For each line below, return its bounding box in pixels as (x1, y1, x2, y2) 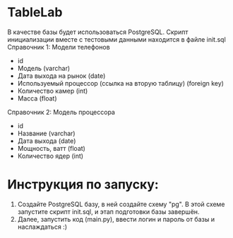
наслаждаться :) (17, 222, 67, 231)
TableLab (7, 4, 63, 21)
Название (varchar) (17, 129, 76, 137)
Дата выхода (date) (17, 136, 76, 145)
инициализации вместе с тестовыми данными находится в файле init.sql (7, 35, 226, 43)
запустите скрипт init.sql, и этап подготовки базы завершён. (17, 207, 200, 216)
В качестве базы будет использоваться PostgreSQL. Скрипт (7, 28, 189, 36)
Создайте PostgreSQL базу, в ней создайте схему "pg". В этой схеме (17, 200, 225, 208)
